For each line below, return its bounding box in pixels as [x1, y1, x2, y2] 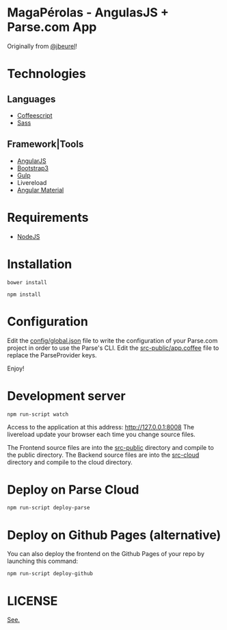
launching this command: [7, 557, 79, 566]
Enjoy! [7, 364, 25, 373]
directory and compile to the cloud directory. [7, 457, 133, 466]
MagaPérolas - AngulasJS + [7, 5, 169, 21]
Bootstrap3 [16, 164, 49, 172]
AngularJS [16, 156, 46, 165]
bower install [7, 279, 48, 286]
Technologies [7, 66, 87, 81]
